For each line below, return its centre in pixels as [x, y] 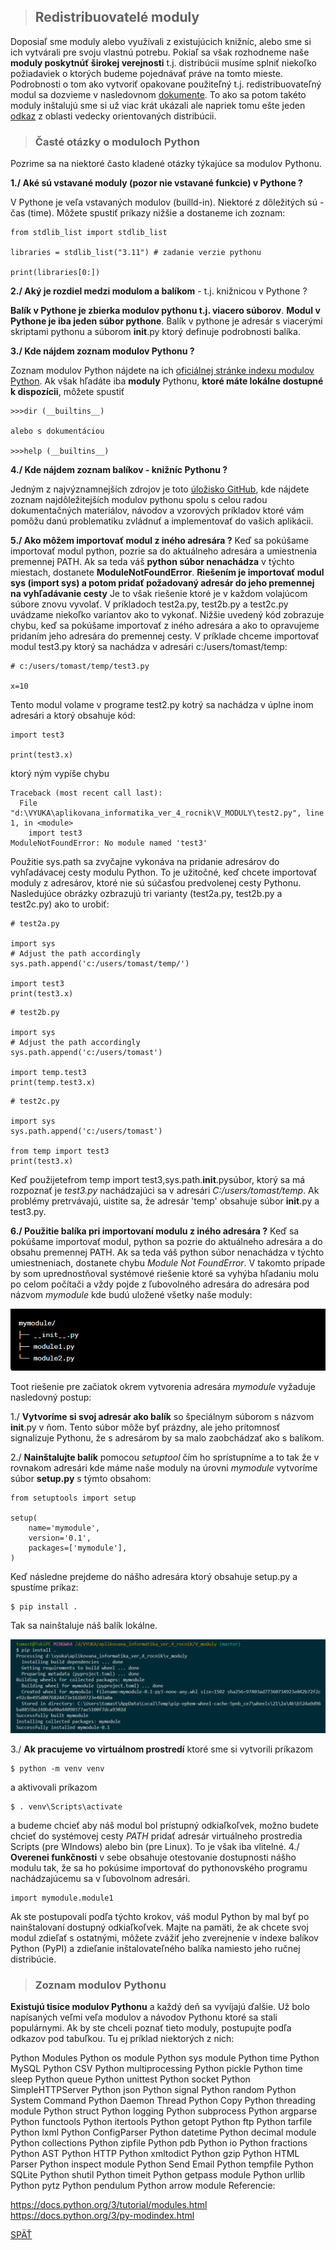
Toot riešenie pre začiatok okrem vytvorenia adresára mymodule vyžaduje [163, 1387]
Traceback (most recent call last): [86, 793]
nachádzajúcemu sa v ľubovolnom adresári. [100, 1878]
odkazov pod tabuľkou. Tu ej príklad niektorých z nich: [122, 2039]
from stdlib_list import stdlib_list [89, 233]
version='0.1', [60, 1538]
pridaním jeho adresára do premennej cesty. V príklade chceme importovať [165, 636]
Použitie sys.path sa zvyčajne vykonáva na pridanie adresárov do [145, 862]
